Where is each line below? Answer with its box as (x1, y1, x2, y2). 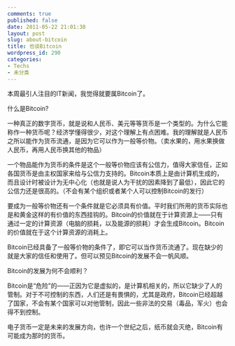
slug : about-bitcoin (7, 36, 68, 44)
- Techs (7, 62, 30, 69)
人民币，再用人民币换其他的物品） (7, 145, 106, 154)
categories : (7, 56, 42, 63)
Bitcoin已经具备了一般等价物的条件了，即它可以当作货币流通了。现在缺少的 (7, 243, 224, 251)
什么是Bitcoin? (7, 104, 49, 112)
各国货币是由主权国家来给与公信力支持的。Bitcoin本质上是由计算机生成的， (7, 169, 224, 178)
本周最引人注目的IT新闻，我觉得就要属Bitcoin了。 (7, 89, 149, 98)
